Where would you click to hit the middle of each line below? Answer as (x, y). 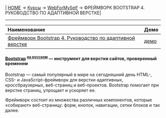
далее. (12, 110)
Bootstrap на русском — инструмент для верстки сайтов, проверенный (81, 58)
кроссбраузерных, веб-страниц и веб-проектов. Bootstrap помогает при (82, 85)
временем (17, 64)
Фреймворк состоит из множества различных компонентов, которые (79, 100)
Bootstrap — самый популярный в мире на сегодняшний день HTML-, (79, 75)
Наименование (26, 30)
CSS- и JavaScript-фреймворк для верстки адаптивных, (64, 79)
